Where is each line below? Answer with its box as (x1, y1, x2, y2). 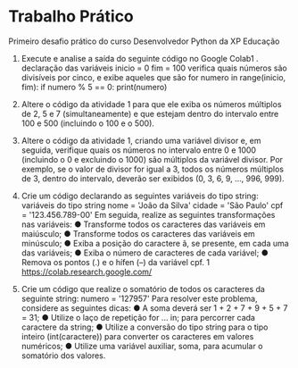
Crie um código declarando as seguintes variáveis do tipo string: (21, 190, 260, 201)
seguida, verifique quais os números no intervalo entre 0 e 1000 (21, 145, 256, 155)
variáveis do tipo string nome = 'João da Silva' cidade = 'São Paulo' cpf (21, 199, 284, 211)
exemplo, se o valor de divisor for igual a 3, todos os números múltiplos (21, 163, 285, 174)
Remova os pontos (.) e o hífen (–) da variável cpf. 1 (21, 256, 211, 267)
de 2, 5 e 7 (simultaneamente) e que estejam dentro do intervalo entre (21, 108, 279, 119)
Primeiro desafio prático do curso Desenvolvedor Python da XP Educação (8, 36, 280, 46)
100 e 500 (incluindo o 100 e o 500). (21, 118, 155, 129)
